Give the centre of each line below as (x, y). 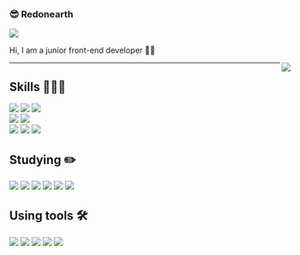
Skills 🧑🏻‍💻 (38, 87)
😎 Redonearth (42, 14)
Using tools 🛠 (49, 216)
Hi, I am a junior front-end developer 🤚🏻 (83, 50)
